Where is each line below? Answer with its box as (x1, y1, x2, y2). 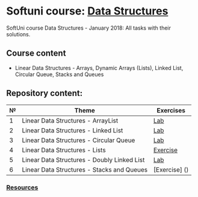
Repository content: (6, 88, 83, 98)
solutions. (6, 30, 31, 37)
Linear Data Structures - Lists (22, 146, 107, 154)
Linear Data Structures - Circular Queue (22, 136, 135, 144)
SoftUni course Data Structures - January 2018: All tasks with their (6, 24, 172, 31)
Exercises (156, 106, 185, 114)
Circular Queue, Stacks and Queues (14, 71, 104, 78)
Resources (6, 183, 39, 192)
